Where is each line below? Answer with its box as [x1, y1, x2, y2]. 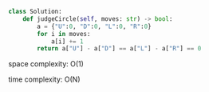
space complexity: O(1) [8, 59, 84, 69]
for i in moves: [37, 30, 91, 38]
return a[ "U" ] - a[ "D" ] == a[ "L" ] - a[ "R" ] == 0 [37, 45, 202, 53]
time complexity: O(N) [8, 74, 81, 84]
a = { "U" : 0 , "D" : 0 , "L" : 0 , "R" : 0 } [37, 22, 152, 30]
